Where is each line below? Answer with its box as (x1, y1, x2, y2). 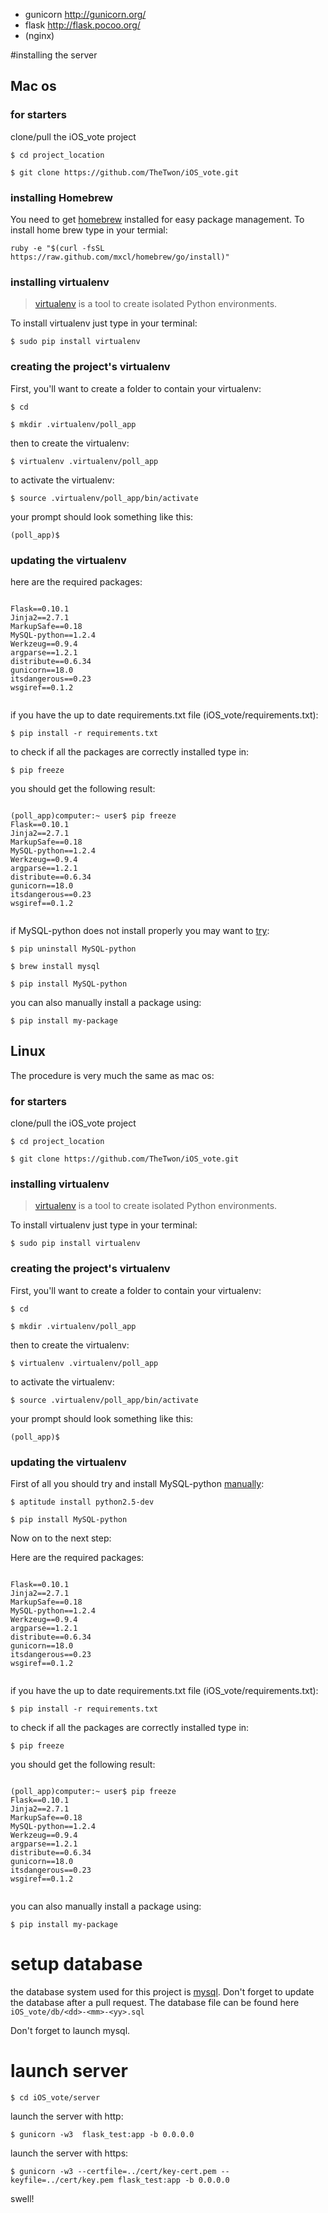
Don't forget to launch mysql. (10, 2024, 131, 2036)
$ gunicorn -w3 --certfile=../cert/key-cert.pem (10, 2166, 217, 2176)
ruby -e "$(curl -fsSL (10, 243, 105, 253)
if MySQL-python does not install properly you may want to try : (10, 924, 270, 936)
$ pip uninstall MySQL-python (10, 944, 137, 954)
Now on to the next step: (10, 1532, 112, 1544)
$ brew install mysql (10, 961, 101, 971)
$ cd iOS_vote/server (10, 2092, 101, 2103)
